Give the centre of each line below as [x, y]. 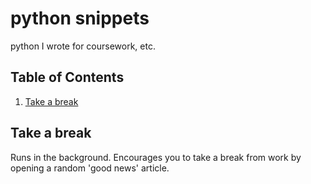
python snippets [80, 18]
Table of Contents [67, 77]
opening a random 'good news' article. [90, 168]
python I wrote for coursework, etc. [83, 46]
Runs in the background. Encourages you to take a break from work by [156, 157]
